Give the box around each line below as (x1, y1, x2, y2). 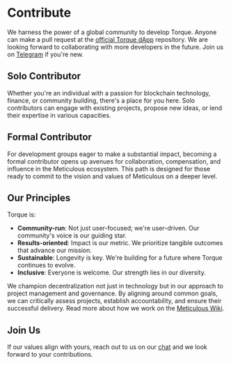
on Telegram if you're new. (7, 50, 83, 59)
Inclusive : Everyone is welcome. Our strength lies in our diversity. (17, 268, 207, 277)
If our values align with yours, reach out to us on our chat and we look (7, 343, 207, 351)
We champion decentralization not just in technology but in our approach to (7, 282, 224, 290)
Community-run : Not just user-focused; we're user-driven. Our (17, 224, 200, 233)
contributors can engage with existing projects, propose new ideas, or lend (7, 103, 223, 112)
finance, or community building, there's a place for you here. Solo (7, 96, 196, 104)
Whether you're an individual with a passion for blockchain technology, (7, 88, 211, 97)
